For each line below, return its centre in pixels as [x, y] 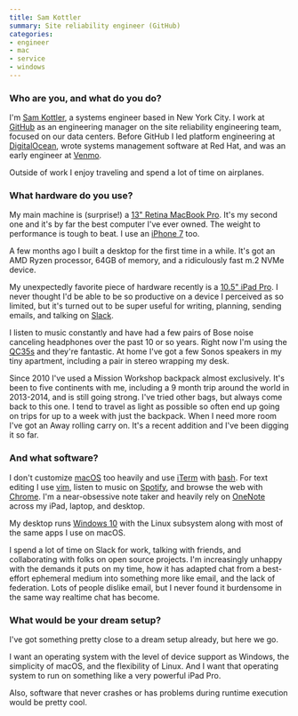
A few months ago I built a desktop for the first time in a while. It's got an [142, 251]
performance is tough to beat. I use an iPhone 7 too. [105, 234]
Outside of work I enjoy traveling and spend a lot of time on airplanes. [137, 173]
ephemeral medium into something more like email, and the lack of [153, 578]
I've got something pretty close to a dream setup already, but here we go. [144, 640]
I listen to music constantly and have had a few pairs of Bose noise [131, 333]
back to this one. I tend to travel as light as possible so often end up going [145, 406]
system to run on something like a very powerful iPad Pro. [115, 676]
